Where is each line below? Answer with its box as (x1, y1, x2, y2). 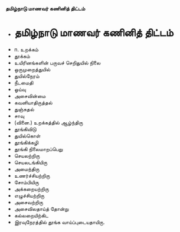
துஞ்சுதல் (14, 106, 35, 113)
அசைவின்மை (14, 92, 46, 99)
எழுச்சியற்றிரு (14, 192, 45, 199)
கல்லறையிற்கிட (14, 212, 48, 219)
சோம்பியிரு (14, 178, 40, 185)
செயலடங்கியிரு (14, 159, 48, 166)
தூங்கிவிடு (14, 125, 37, 132)
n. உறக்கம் (14, 45, 39, 53)
